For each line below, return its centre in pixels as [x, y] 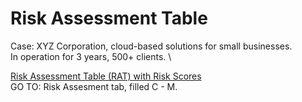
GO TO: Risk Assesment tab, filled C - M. [94, 86]
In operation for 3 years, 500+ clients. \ [91, 56]
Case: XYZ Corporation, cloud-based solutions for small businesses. [151, 46]
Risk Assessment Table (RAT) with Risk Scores [106, 76]
